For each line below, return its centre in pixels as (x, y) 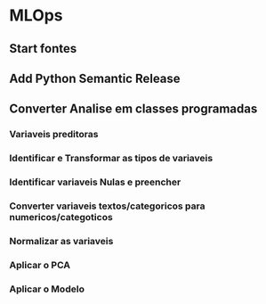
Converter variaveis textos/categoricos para (107, 206)
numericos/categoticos (61, 218)
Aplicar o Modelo (47, 289)
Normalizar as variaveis (61, 241)
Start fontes (43, 49)
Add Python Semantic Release (95, 78)
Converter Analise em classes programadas (133, 109)
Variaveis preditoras (54, 135)
